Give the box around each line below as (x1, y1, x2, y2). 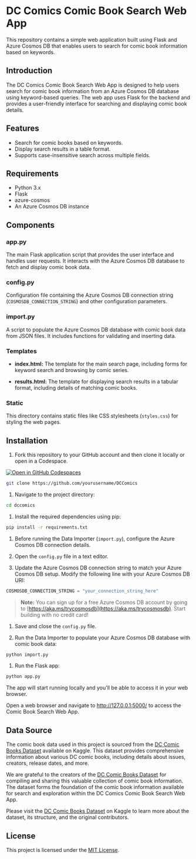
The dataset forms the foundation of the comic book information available (6, 784, 184, 791)
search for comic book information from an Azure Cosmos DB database (6, 87, 180, 95)
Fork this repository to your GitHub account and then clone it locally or (14, 452, 185, 459)
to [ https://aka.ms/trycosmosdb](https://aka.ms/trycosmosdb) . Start (20, 605, 186, 612)
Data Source (6, 725, 52, 735)
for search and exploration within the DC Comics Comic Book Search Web (6, 790, 185, 797)
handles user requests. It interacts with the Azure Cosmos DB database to (6, 257, 185, 264)
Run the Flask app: (14, 662, 60, 669)
